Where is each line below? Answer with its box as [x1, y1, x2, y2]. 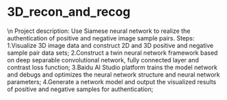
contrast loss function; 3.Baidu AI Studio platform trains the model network [7, 63, 217, 71]
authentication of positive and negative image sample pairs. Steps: [7, 34, 195, 42]
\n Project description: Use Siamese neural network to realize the [7, 27, 191, 35]
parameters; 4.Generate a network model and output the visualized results [7, 77, 217, 86]
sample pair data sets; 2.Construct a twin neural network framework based [7, 49, 218, 57]
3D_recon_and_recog [7, 4, 131, 20]
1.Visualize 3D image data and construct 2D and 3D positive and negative [7, 41, 214, 49]
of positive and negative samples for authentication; [7, 85, 154, 93]
